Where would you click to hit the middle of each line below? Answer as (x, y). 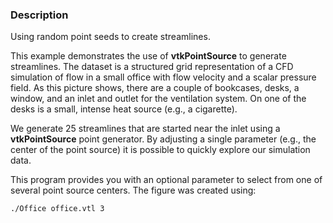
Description (39, 15)
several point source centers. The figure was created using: (133, 190)
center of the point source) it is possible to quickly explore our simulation (160, 150)
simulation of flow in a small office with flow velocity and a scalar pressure (163, 77)
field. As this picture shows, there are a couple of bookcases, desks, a (155, 88)
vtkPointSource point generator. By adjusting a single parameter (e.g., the (163, 139)
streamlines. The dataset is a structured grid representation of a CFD (152, 67)
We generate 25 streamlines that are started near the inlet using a (145, 129)
